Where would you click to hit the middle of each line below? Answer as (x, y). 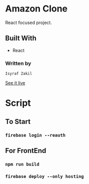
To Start (18, 121)
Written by (18, 63)
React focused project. (29, 22)
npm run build (22, 164)
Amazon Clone (36, 9)
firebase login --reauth (35, 135)
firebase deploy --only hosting (44, 176)
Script (18, 103)
